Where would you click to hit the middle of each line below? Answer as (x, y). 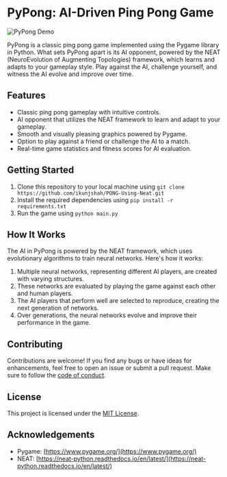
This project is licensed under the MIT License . (73, 413)
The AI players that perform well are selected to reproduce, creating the (118, 301)
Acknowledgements (51, 435)
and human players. (45, 293)
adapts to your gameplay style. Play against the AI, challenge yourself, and (112, 66)
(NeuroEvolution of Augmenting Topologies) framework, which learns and (111, 59)
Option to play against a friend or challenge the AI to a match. (103, 141)
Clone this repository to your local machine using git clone (101, 186)
